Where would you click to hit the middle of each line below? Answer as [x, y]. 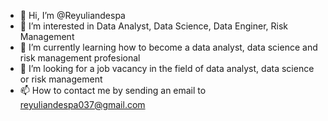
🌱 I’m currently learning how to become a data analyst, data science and [168, 47]
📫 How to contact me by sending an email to [113, 90]
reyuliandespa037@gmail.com [82, 104]
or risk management [61, 79]
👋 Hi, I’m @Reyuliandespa [72, 15]
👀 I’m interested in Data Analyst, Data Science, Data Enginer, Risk [153, 26]
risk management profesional [80, 58]
